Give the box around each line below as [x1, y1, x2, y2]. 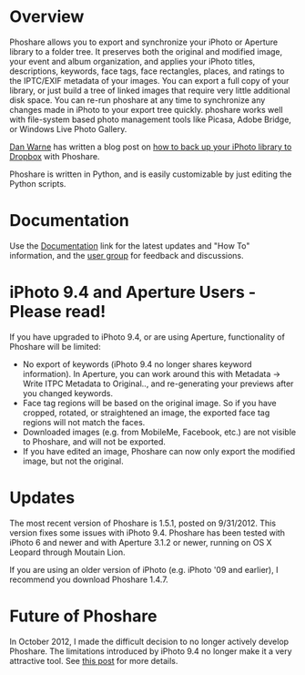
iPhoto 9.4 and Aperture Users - [9, 282, 257, 302]
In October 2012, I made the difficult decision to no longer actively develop [9, 636, 290, 647]
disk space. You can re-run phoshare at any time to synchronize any [9, 94, 266, 106]
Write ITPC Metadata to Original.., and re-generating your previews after [22, 378, 294, 389]
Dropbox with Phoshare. [9, 150, 100, 161]
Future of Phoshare [9, 606, 158, 626]
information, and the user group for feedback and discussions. [9, 250, 244, 261]
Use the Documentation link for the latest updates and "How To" [9, 240, 250, 251]
